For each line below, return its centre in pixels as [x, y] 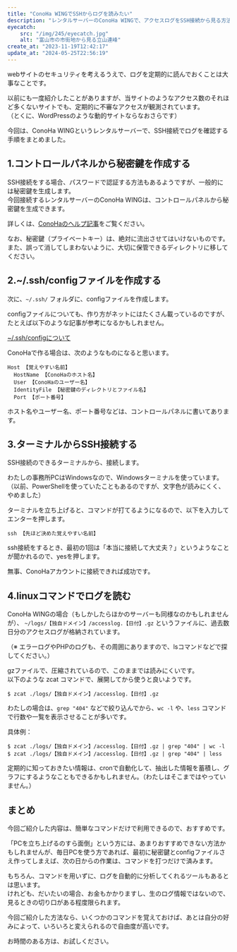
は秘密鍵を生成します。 [41, 190]
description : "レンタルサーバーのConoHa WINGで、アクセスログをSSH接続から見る [114, 20]
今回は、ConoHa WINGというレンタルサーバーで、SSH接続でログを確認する [118, 130]
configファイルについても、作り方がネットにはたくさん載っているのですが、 [118, 314]
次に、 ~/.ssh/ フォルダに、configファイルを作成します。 [90, 299]
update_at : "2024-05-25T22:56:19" [58, 54]
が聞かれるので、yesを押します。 [55, 556]
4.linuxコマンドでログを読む [69, 596]
